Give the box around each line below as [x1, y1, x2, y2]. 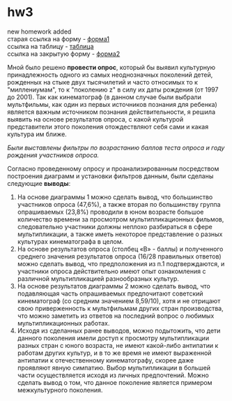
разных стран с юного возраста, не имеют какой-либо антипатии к [17, 341, 219, 349]
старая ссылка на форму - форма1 [7, 34, 110, 43]
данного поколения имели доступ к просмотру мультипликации [17, 333, 210, 342]
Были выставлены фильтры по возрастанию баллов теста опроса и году [7, 143, 225, 152]
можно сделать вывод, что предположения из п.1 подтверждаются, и [17, 259, 225, 268]
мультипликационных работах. [17, 319, 110, 327]
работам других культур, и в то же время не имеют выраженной [17, 349, 212, 357]
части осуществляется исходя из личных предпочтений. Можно [17, 371, 209, 379]
